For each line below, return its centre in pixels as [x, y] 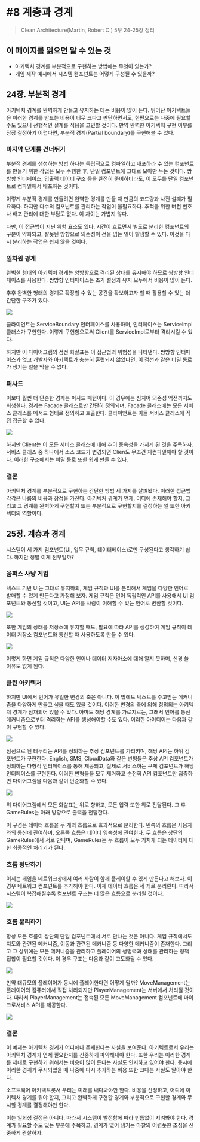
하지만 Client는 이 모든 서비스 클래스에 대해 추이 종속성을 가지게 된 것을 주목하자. [100, 444]
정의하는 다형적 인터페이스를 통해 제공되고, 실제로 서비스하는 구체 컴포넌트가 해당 [100, 766]
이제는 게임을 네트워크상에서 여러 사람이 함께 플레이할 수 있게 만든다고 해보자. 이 [99, 879]
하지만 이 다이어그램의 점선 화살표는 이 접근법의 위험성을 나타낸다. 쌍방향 [90, 352]
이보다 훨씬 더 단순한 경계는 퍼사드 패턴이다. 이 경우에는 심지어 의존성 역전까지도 [99, 398]
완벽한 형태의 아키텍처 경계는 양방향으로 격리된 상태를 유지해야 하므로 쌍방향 [95, 272]
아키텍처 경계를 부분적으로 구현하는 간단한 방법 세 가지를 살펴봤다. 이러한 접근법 [99, 490]
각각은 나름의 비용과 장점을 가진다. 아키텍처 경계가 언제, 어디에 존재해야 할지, [95, 498]
